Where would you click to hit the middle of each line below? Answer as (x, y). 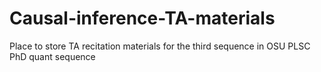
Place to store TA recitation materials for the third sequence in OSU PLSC (160, 46)
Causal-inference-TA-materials (142, 18)
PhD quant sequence (52, 56)
